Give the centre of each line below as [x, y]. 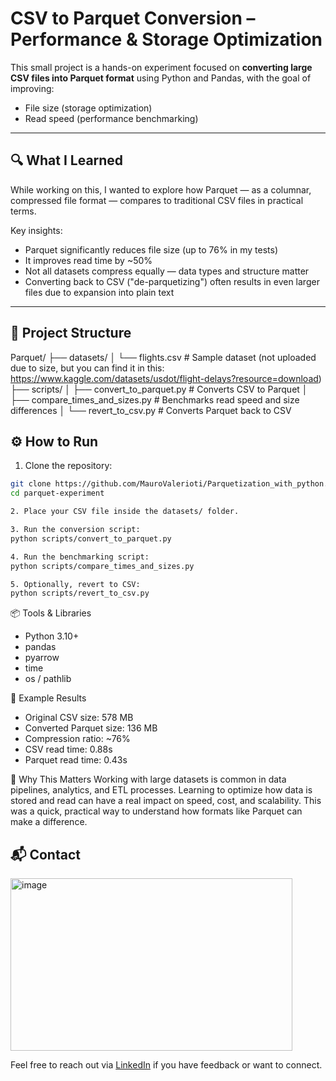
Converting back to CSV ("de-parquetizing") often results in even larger [172, 281]
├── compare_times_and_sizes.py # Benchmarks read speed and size [155, 399]
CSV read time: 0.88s [68, 749]
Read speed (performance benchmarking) [111, 118]
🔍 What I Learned [67, 160]
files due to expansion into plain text [99, 292]
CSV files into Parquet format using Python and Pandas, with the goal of [161, 78]
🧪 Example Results [48, 698]
